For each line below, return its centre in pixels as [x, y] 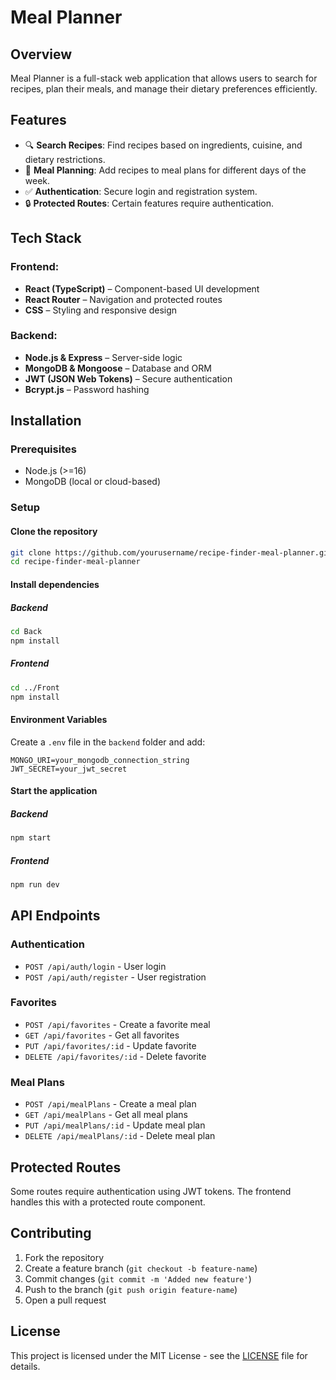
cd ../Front [35, 687]
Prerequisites [43, 449]
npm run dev [35, 885]
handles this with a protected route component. [108, 1202]
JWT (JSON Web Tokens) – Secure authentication [128, 378]
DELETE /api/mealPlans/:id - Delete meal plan [120, 1136]
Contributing [51, 1233]
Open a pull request [65, 1300]
